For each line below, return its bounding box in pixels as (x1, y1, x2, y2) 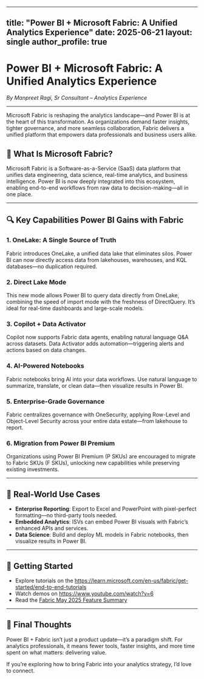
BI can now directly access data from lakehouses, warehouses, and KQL (6, 256, 187, 263)
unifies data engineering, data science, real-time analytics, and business (6, 171, 188, 179)
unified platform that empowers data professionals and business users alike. (6, 131, 197, 139)
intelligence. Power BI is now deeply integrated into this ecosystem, (6, 178, 175, 185)
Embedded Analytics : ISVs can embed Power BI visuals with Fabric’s (15, 518, 188, 526)
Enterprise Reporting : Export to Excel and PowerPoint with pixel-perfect (15, 505, 197, 512)
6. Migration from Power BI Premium (6, 439, 115, 447)
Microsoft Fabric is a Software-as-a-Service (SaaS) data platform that (6, 165, 181, 172)
